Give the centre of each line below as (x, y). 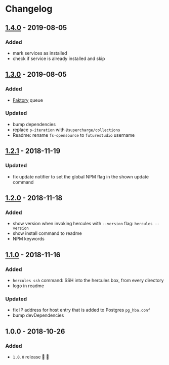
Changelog (29, 9)
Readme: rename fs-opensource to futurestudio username (74, 135)
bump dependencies (34, 124)
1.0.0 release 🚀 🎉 (31, 357)
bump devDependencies (38, 315)
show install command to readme (47, 233)
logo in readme (28, 286)
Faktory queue (28, 100)
